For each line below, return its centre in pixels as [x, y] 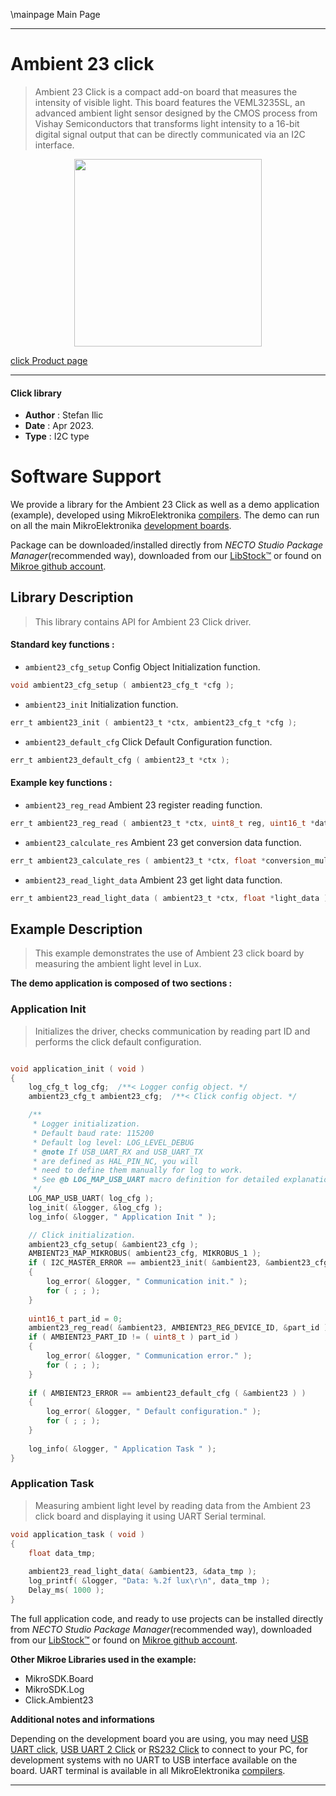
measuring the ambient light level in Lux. [118, 964]
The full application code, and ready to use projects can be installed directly [167, 1618]
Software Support [86, 476]
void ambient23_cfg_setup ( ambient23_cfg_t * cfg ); [122, 685]
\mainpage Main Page [55, 14]
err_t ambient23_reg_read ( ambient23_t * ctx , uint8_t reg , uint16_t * [162, 823]
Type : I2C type [57, 436]
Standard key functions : [62, 645]
